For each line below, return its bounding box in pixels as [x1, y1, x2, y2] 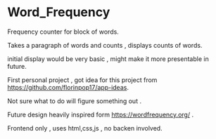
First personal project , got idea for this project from [7, 75, 158, 84]
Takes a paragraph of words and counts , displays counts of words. [7, 41, 203, 49]
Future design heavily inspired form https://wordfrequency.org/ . [7, 110, 194, 119]
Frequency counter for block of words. [7, 27, 120, 36]
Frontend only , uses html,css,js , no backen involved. [7, 124, 163, 132]
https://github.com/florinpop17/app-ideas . [7, 83, 129, 91]
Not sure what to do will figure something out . [7, 96, 142, 105]
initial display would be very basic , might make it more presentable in [7, 54, 209, 63]
